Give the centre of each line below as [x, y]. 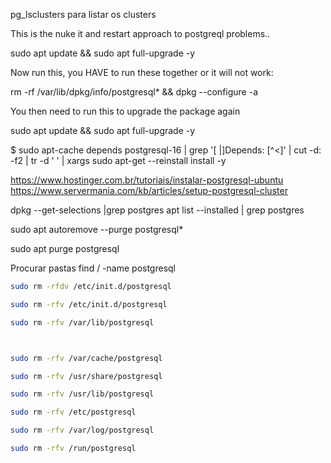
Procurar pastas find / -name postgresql [93, 268]
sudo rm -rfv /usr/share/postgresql [86, 376]
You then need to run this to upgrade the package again [125, 111]
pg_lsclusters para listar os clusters [83, 14]
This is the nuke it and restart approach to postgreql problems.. [140, 33]
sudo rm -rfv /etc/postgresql [73, 412]
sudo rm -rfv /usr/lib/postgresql [82, 394]
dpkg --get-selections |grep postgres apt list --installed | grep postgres [157, 210]
